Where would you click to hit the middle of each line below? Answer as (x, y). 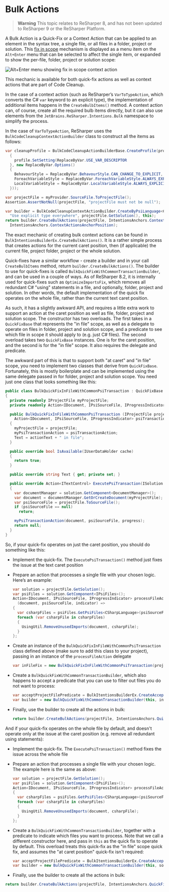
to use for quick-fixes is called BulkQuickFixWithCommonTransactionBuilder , (83, 271)
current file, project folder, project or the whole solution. (63, 251)
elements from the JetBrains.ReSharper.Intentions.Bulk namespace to (79, 116)
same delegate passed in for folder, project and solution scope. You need (81, 377)
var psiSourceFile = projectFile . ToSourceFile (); (67, 502)
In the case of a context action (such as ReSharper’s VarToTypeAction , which (84, 94)
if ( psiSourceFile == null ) (44, 507)
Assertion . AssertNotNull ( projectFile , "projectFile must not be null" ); (83, 202)
